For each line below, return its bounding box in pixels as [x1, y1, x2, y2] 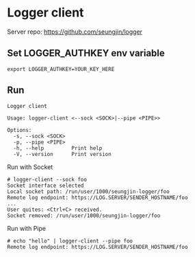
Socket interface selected [7, 182, 84, 189]
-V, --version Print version [13, 150, 112, 157]
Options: [7, 126, 32, 133]
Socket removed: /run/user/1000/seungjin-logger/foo [7, 212, 161, 219]
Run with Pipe [7, 224, 47, 232]
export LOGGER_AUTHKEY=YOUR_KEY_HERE [7, 65, 115, 73]
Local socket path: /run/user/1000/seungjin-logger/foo [7, 188, 170, 195]
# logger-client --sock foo [7, 176, 88, 183]
